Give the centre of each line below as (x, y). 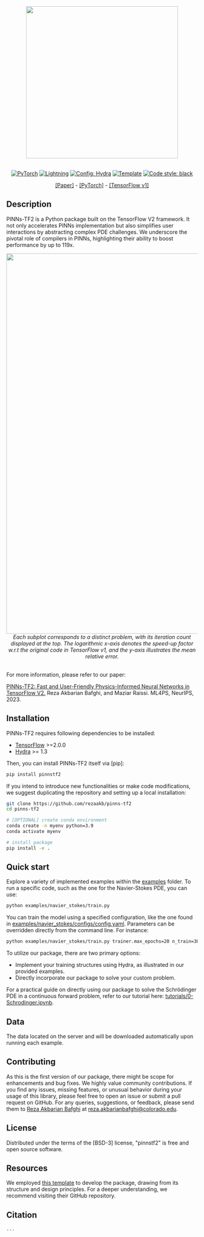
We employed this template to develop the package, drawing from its (93, 1183)
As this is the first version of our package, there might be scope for (90, 1076)
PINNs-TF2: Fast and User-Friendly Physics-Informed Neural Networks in (98, 686)
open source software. (35, 1149)
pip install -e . (28, 848)
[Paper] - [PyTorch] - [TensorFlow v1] (102, 185)
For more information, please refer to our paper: (66, 674)
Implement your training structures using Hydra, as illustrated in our (100, 965)
